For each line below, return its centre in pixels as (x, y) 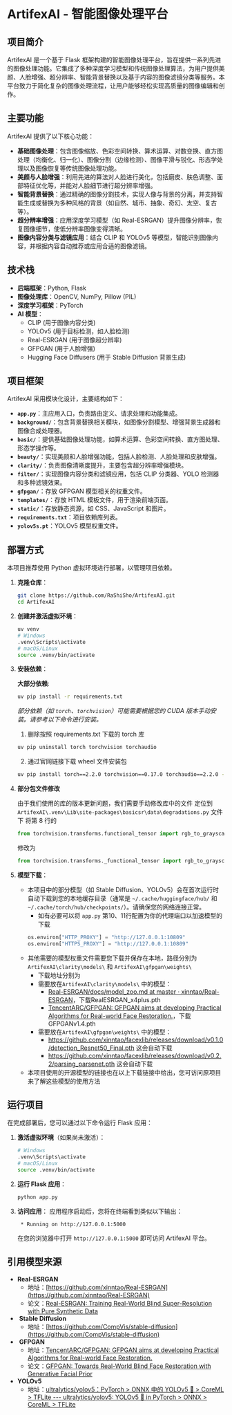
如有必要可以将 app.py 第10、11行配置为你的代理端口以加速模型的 (130, 915)
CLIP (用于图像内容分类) (61, 322)
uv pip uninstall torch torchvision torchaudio (87, 748)
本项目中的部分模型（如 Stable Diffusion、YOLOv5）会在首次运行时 (123, 889)
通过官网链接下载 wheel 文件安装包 (77, 761)
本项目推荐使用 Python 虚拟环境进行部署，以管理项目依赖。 (91, 568)
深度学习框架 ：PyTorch (50, 305)
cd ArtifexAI (36, 602)
